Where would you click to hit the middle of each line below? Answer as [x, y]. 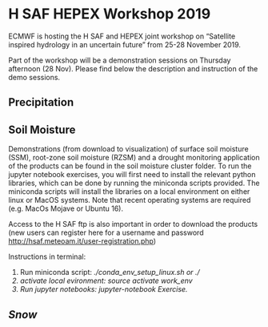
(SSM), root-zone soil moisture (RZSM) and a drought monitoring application [134, 158]
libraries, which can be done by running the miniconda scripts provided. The [134, 183]
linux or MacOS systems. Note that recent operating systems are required [130, 200]
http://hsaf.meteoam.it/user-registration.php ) [82, 241]
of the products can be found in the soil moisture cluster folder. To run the [130, 166]
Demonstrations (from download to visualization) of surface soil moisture [129, 149]
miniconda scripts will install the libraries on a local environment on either [129, 192]
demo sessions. [34, 77]
